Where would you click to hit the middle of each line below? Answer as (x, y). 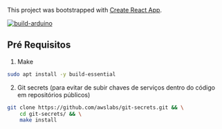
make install (38, 120)
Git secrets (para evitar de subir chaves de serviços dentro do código (116, 87)
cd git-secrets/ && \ (50, 114)
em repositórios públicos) (54, 95)
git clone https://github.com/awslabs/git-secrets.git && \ (96, 107)
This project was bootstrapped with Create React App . (85, 10)
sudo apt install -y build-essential (62, 74)
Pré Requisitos (39, 45)
